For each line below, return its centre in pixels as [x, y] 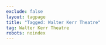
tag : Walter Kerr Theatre [37, 28]
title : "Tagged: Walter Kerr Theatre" [53, 22]
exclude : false [25, 11]
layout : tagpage [26, 17]
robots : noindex [26, 33]
